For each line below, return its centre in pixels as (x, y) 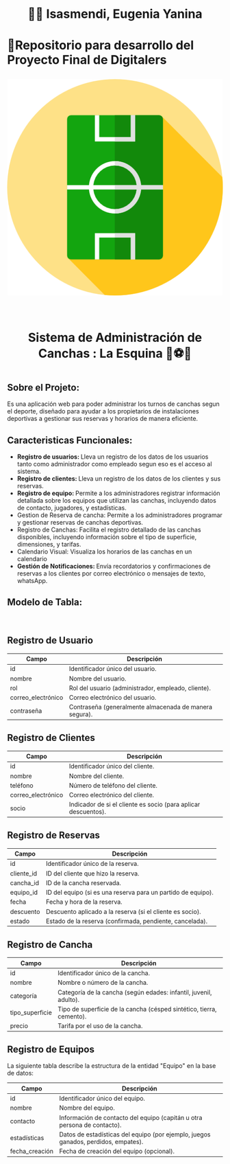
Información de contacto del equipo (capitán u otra (131, 1117)
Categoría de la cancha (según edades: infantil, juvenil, (135, 992)
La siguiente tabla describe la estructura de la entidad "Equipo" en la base (112, 1066)
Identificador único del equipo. (102, 1099)
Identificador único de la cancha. (104, 973)
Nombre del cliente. (97, 776)
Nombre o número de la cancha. (103, 983)
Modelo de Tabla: (45, 603)
